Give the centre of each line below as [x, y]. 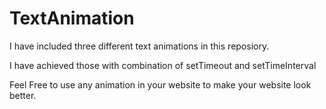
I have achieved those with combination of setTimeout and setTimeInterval [163, 65]
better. [23, 95]
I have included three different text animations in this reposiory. [139, 46]
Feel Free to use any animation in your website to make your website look [160, 84]
